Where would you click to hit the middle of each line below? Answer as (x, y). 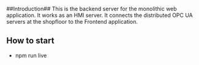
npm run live (31, 55)
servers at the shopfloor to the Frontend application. (72, 22)
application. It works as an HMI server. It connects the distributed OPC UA (99, 15)
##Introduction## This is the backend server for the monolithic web (92, 9)
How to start (30, 41)
